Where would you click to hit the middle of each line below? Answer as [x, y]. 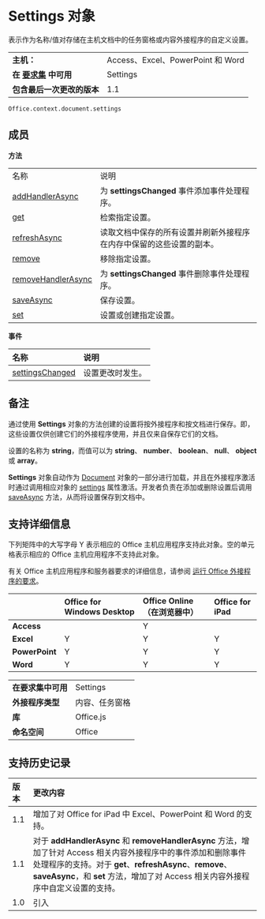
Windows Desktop [100, 612]
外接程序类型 [36, 703]
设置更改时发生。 [115, 373]
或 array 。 [25, 460]
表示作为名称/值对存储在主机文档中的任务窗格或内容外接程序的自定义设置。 [131, 39]
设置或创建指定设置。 [140, 315]
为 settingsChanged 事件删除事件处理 [171, 273]
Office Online [168, 601]
